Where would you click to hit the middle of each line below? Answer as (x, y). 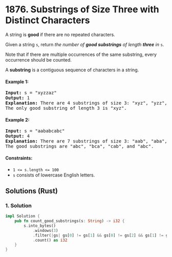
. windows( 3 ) (45, 230)
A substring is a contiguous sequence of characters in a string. (72, 70)
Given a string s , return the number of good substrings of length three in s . (85, 44)
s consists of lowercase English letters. (54, 175)
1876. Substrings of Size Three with (82, 9)
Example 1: (17, 82)
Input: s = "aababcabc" (35, 131)
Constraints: (19, 158)
